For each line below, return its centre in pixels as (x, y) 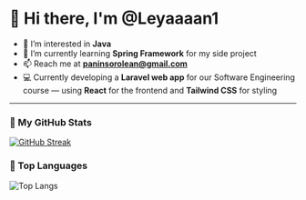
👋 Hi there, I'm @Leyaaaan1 (114, 19)
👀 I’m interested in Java (67, 44)
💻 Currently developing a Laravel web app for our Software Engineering (159, 77)
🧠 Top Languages (49, 165)
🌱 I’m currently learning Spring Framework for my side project (139, 53)
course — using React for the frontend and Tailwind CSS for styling (150, 90)
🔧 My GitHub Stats (51, 122)
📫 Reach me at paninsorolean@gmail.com (105, 64)
